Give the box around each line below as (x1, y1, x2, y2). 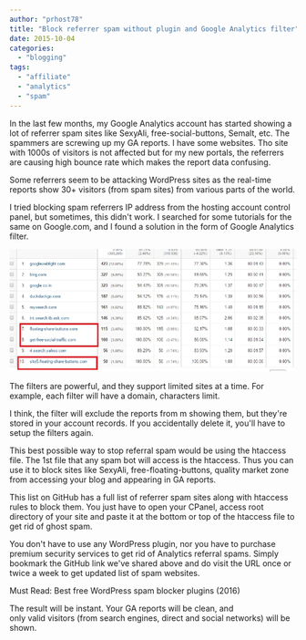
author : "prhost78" (9, 15, 84, 24)
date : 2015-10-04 (9, 34, 76, 43)
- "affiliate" (17, 73, 71, 82)
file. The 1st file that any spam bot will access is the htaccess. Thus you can (9, 454, 294, 465)
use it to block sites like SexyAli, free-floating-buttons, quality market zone (9, 464, 290, 475)
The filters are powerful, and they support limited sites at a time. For (9, 380, 264, 391)
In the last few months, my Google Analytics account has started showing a (9, 118, 292, 129)
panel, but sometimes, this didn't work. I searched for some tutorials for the (9, 211, 292, 222)
